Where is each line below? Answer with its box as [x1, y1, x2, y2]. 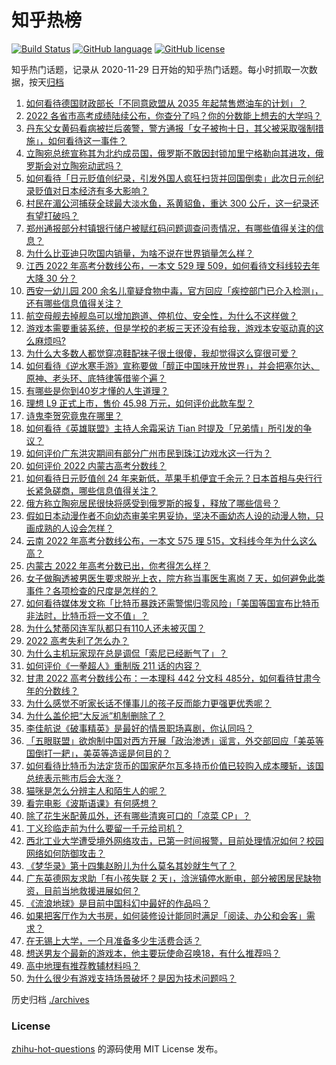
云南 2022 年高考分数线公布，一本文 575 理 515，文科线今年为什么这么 [25, 534, 318, 546]
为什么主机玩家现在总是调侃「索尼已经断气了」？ [25, 647, 228, 659]
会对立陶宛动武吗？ [43, 159, 123, 171]
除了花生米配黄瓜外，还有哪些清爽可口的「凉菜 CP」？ [25, 809, 251, 821]
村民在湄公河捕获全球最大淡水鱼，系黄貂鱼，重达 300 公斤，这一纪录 [25, 197, 311, 209]
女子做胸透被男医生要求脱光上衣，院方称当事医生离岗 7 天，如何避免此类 [25, 572, 326, 584]
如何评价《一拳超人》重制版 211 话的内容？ [25, 659, 202, 671]
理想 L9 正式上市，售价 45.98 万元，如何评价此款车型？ [25, 397, 255, 409]
